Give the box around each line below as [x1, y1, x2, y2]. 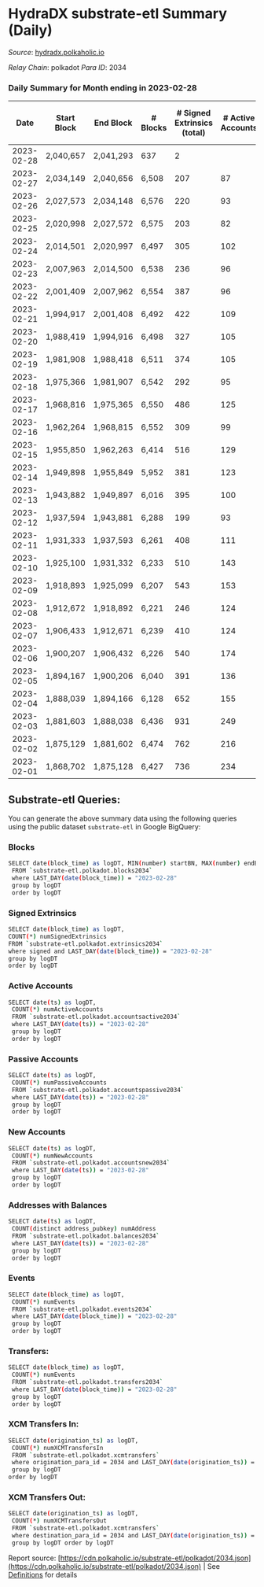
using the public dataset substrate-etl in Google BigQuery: [8, 822, 201, 832]
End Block [93, 117, 133, 128]
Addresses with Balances [8, 1199, 108, 1210]
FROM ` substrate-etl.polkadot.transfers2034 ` [11, 1378, 163, 1386]
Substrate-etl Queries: [8, 792, 121, 806]
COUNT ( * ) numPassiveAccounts [11, 1079, 108, 1087]
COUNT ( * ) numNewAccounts [11, 1152, 93, 1160]
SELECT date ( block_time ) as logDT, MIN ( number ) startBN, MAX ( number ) [8, 859, 241, 868]
